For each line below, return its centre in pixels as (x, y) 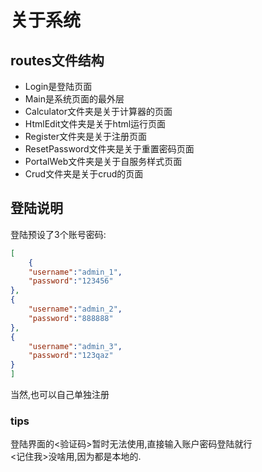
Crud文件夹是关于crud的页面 (84, 174)
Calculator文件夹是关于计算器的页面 (98, 111)
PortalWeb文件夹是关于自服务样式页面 (103, 161)
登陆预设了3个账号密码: (58, 234)
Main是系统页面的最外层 (74, 99)
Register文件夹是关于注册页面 (86, 136)
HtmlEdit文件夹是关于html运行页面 (95, 124)
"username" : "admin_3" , (75, 346)
